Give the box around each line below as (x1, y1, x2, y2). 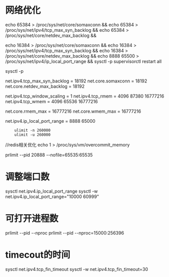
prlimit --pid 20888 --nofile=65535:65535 (5, 152, 93, 158)
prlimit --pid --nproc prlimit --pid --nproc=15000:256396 (5, 229, 125, 236)
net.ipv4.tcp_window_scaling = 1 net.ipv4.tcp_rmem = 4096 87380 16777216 (5, 93, 164, 99)
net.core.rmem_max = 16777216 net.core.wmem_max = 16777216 (5, 108, 141, 114)
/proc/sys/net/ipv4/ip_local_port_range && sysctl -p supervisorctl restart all (5, 58, 162, 64)
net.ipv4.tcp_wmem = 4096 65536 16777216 (5, 98, 98, 104)
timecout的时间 (5, 249, 71, 260)
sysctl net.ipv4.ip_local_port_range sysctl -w (5, 188, 98, 194)
